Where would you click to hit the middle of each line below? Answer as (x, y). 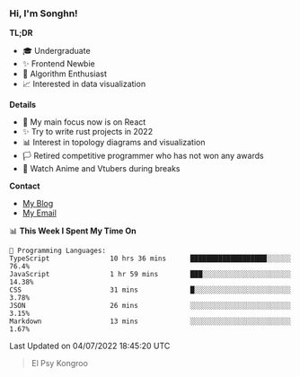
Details (23, 105)
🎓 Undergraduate (57, 51)
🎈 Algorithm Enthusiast (65, 74)
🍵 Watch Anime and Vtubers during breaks (101, 169)
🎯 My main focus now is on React (84, 122)
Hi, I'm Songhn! (44, 13)
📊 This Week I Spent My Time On (73, 231)
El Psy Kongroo (59, 364)
